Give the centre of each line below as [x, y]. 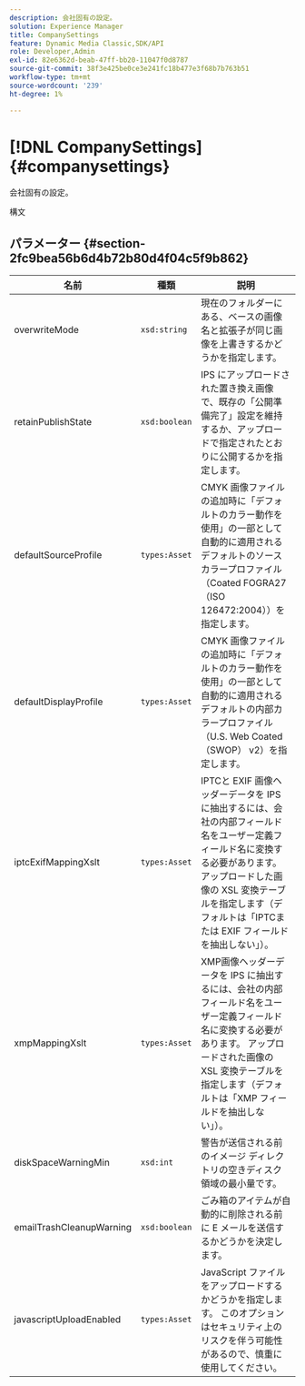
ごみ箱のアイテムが [241, 1200]
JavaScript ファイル [243, 1272]
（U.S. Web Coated [242, 736]
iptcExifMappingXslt [57, 863]
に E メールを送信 [238, 1228]
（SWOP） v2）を [240, 750]
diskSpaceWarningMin [62, 1163]
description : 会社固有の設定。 [63, 18]
